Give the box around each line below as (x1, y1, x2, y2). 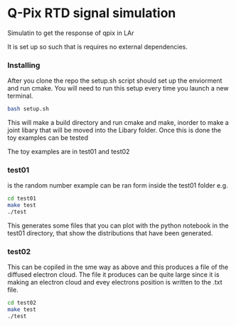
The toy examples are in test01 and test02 (7, 148, 130, 156)
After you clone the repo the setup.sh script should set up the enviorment (7, 76, 222, 85)
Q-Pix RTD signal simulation (7, 5, 176, 21)
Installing (7, 60, 41, 70)
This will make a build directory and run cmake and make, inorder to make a (7, 118, 229, 127)
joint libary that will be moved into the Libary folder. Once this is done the (7, 126, 222, 135)
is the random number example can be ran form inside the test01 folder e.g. (7, 181, 229, 190)
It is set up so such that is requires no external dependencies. (7, 42, 188, 51)
